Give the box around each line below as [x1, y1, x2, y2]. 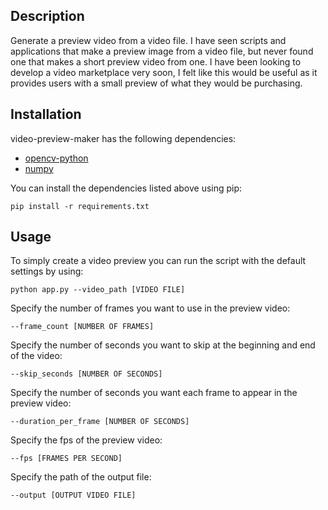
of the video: [10, 350, 63, 362]
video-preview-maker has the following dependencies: [10, 132, 237, 144]
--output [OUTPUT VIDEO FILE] [10, 490, 137, 501]
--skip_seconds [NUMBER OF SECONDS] [10, 369, 163, 379]
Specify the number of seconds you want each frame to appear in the [10, 387, 298, 399]
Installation [10, 106, 82, 123]
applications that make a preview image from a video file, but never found [10, 45, 314, 57]
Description [10, 8, 85, 25]
